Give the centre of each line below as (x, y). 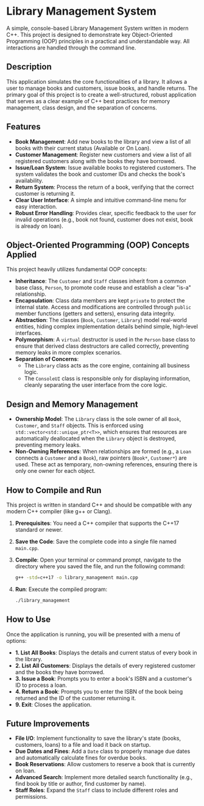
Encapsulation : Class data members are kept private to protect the (100, 301)
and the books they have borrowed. (60, 672)
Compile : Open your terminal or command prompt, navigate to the (98, 560)
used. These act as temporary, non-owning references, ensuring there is (106, 464)
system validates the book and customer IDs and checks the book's (100, 174)
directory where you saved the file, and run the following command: (100, 566)
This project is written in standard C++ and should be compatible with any (99, 505)
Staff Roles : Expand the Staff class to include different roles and (97, 790)
